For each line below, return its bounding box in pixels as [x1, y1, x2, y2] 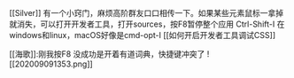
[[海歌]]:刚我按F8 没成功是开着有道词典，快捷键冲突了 [9, 49, 205, 59]
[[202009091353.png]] [9, 58, 93, 69]
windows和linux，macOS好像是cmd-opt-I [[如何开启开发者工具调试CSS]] [9, 30, 276, 40]
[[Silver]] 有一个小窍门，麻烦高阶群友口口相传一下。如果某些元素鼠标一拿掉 [9, 8, 284, 18]
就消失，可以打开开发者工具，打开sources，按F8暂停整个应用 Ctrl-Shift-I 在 [9, 19, 285, 29]
